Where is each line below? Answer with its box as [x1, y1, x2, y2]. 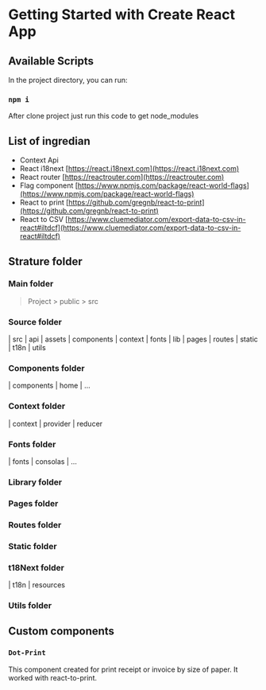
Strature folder [8, 255, 83, 268]
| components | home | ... [8, 380, 91, 391]
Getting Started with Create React [8, 6, 236, 24]
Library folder [8, 476, 62, 487]
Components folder [8, 363, 85, 374]
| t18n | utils [8, 343, 46, 353]
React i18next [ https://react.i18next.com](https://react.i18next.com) [19, 164, 240, 173]
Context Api [19, 155, 60, 165]
